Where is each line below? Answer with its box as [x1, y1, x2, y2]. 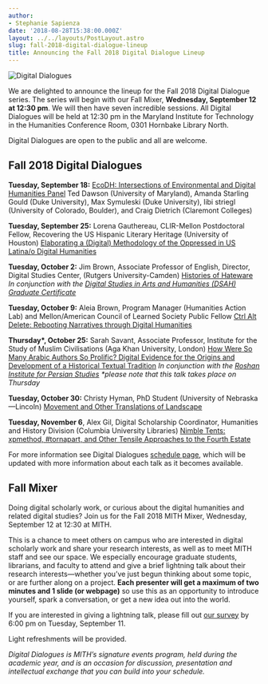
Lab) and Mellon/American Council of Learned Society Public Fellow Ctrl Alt [8, 311, 257, 320]
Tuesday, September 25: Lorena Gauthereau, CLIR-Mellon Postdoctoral [8, 221, 245, 230]
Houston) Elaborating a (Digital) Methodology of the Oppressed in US [8, 237, 236, 248]
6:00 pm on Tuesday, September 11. [8, 618, 126, 628]
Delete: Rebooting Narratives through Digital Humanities [8, 320, 193, 329]
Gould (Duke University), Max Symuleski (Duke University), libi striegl [8, 197, 236, 206]
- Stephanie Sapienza [8, 19, 81, 27]
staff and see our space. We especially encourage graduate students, [8, 552, 238, 562]
